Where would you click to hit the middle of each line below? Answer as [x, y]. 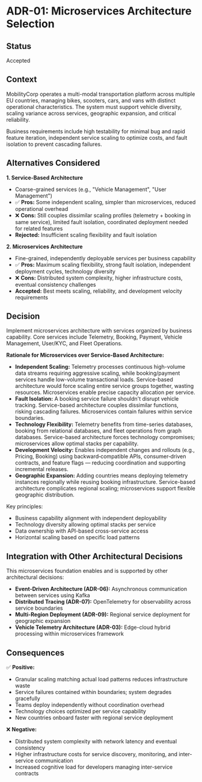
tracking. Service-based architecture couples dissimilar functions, [96, 405]
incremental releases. [41, 469]
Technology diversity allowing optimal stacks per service [85, 525]
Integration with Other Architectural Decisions [95, 556]
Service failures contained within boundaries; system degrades [93, 692]
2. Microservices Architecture [44, 246]
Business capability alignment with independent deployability [91, 518]
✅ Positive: [20, 668]
